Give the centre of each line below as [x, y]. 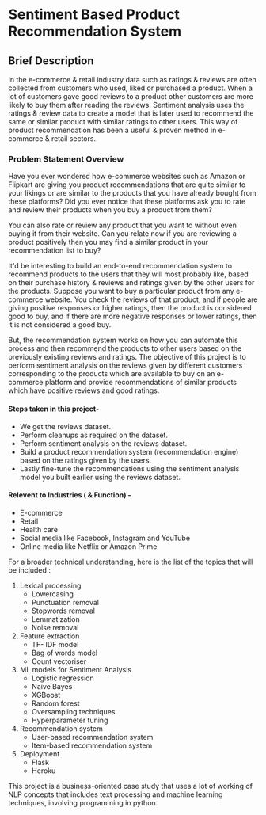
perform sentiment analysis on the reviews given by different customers [125, 365]
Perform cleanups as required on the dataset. [94, 435]
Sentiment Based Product [94, 15]
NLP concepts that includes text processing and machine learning [116, 794]
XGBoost [46, 695]
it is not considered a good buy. [60, 325]
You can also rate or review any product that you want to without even [123, 225]
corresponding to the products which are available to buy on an [112, 374]
